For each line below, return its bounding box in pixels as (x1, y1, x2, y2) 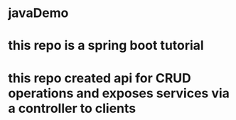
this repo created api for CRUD (8, 70, 191, 86)
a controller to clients (8, 100, 136, 116)
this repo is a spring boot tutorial (8, 38, 205, 54)
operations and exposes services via (8, 85, 230, 101)
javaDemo (8, 5, 69, 21)
